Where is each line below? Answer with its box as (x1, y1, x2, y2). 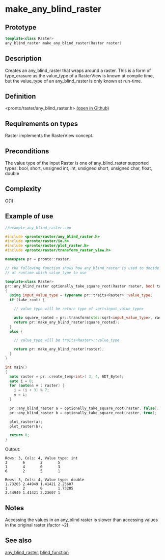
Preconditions (5, 147, 49, 155)
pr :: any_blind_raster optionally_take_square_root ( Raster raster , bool (5, 283, 155, 289)
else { (9, 329, 23, 334)
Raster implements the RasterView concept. (5, 133, 94, 139)
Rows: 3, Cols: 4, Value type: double (5, 477, 84, 483)
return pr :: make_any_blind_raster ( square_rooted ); (14, 319, 120, 325)
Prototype (5, 23, 37, 32)
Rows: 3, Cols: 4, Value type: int (5, 456, 78, 461)
